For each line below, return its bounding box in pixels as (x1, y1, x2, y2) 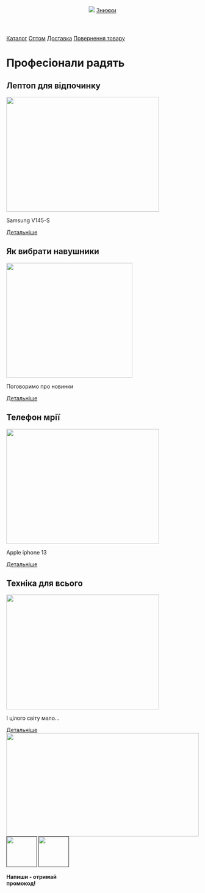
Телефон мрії (6, 413, 60, 423)
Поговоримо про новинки (6, 383, 74, 390)
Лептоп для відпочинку (6, 80, 101, 91)
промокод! (6, 880, 36, 887)
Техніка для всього (6, 578, 84, 589)
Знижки (96, 7, 117, 14)
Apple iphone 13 (6, 548, 47, 556)
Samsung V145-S (6, 217, 50, 224)
